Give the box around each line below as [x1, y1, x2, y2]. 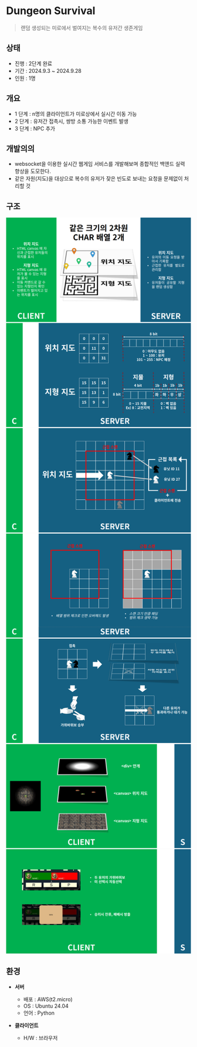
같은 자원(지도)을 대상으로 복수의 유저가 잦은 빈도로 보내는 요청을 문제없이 [14, 175, 183, 182]
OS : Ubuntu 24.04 [23, 1002, 69, 1009]
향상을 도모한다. [14, 168, 51, 175]
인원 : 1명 [14, 75, 36, 82]
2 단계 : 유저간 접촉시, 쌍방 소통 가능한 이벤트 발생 [14, 118, 129, 125]
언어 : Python [23, 1009, 55, 1016]
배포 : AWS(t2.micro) [23, 995, 73, 1003]
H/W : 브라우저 [23, 1034, 58, 1041]
